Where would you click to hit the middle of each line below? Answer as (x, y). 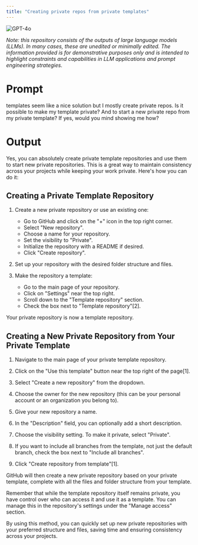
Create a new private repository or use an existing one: (82, 210)
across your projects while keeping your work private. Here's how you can (97, 171)
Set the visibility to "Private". (58, 240)
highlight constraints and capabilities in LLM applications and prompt (91, 59)
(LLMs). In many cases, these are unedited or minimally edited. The (88, 46)
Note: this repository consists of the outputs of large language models (92, 40)
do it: (12, 177)
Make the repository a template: (53, 276)
